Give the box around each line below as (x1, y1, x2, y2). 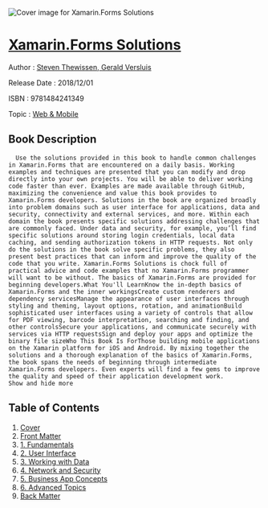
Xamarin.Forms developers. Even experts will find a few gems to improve (8, 365, 261, 374)
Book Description (8, 133, 97, 147)
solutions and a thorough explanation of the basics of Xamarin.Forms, (8, 351, 253, 359)
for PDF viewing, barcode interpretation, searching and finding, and (8, 316, 250, 324)
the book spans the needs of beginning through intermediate (8, 358, 217, 366)
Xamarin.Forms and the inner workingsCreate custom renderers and (8, 287, 235, 295)
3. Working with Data (19, 456, 90, 466)
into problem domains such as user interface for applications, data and (8, 203, 261, 211)
